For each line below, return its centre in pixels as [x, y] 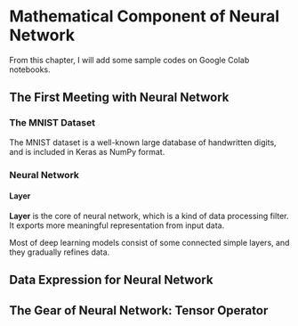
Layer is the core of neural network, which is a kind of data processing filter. [149, 216]
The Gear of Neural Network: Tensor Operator [139, 310]
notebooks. [30, 69]
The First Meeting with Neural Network [119, 98]
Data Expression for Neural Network [111, 280]
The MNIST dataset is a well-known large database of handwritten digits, [143, 142]
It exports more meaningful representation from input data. [117, 225]
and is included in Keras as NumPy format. [87, 151]
